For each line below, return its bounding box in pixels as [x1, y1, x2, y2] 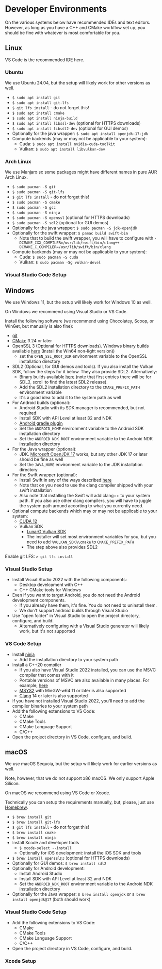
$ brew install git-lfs [12, 820, 61, 825]
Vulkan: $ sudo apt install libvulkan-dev [19, 146, 105, 152]
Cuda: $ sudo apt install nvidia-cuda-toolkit [19, 141, 115, 147]
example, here [19, 682, 48, 688]
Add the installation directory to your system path [19, 656, 118, 662]
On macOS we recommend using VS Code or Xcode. [5, 790, 111, 796]
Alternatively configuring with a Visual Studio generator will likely [19, 623, 149, 629]
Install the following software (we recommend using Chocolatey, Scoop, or [5, 318, 154, 324]
